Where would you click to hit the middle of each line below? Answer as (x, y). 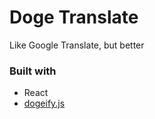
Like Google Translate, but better (77, 45)
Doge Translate (74, 17)
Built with (33, 71)
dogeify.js (44, 103)
